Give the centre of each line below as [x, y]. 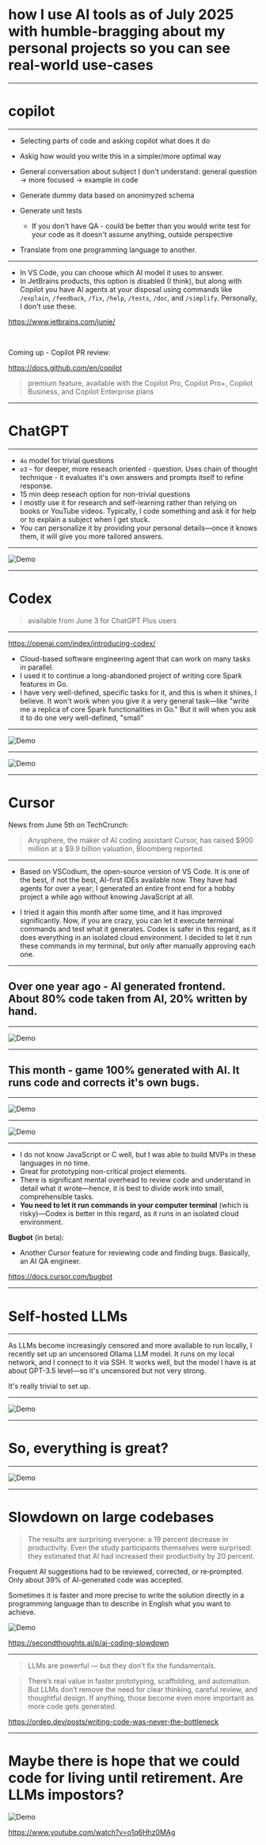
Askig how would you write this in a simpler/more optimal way [120, 155]
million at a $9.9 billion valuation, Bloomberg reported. [116, 848]
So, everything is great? [88, 1448]
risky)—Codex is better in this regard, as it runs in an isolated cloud [129, 1214]
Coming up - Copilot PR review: [59, 352]
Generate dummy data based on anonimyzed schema [107, 195]
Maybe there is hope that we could [124, 1761]
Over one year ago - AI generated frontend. [117, 986]
